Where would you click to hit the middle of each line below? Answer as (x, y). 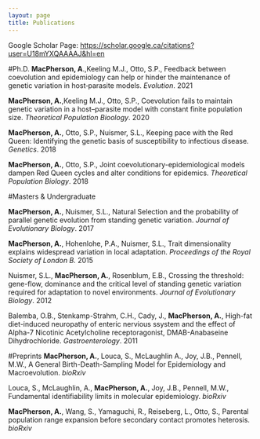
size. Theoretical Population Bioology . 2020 (79, 117)
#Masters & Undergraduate (52, 196)
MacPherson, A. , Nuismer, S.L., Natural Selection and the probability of (123, 211)
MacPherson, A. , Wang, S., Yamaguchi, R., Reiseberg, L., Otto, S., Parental (128, 411)
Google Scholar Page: (43, 45)
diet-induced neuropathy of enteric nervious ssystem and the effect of (122, 324)
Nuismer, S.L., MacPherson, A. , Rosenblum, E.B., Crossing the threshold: (126, 275)
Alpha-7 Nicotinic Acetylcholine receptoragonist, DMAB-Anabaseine (118, 332)
